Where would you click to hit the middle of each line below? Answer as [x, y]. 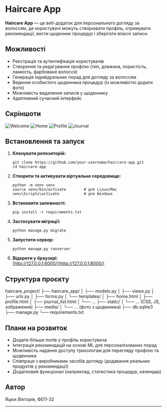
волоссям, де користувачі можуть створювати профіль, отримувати [78, 28]
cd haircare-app [29, 167]
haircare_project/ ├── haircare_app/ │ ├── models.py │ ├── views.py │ [80, 291]
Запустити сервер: [33, 240]
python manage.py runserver [41, 249]
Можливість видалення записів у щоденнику [60, 93]
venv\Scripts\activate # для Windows [62, 194]
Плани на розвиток [36, 328]
